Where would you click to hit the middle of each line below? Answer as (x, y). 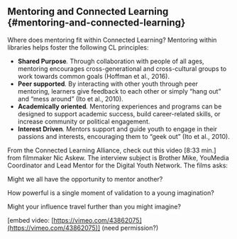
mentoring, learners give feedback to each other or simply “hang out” (119, 91)
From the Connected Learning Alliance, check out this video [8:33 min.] (112, 150)
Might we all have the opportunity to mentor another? (85, 179)
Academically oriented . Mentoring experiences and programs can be (120, 106)
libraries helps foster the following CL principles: (78, 47)
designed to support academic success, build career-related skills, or (119, 113)
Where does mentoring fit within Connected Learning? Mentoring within (112, 40)
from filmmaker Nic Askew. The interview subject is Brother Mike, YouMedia (118, 157)
